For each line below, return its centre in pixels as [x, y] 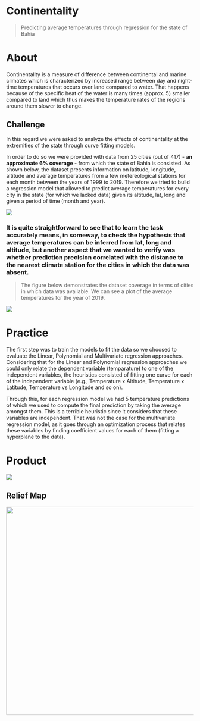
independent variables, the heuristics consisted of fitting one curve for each [99, 374]
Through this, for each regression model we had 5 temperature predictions [98, 399]
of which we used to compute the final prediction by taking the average [94, 405]
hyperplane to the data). [36, 437]
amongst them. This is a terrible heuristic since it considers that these [92, 411]
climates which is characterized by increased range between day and [91, 80]
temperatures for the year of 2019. [63, 297]
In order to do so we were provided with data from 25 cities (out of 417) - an [99, 156]
